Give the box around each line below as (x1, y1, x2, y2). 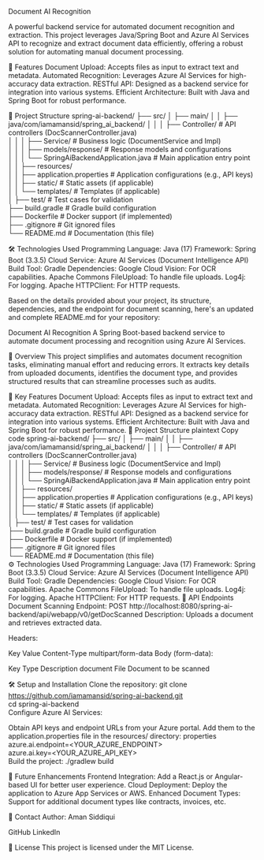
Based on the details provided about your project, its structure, (8, 296, 212, 305)
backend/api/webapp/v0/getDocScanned (8, 610, 143, 619)
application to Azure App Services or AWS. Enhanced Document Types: (8, 788, 241, 798)
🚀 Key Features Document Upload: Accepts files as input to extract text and (8, 392, 254, 401)
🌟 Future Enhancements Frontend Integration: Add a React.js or (8, 772, 214, 781)
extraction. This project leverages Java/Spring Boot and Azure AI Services (8, 31, 250, 39)
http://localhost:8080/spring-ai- (128, 601, 233, 610)
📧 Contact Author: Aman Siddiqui (8, 812, 116, 821)
